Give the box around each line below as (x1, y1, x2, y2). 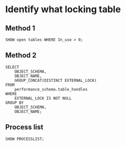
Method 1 (5, 24, 36, 33)
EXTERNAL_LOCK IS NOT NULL (14, 96, 72, 101)
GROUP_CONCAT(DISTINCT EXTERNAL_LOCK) (14, 78, 97, 83)
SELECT (5, 65, 19, 70)
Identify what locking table (5, 4, 121, 15)
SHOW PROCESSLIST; (5, 136, 44, 141)
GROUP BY (5, 100, 24, 105)
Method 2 (5, 51, 37, 60)
